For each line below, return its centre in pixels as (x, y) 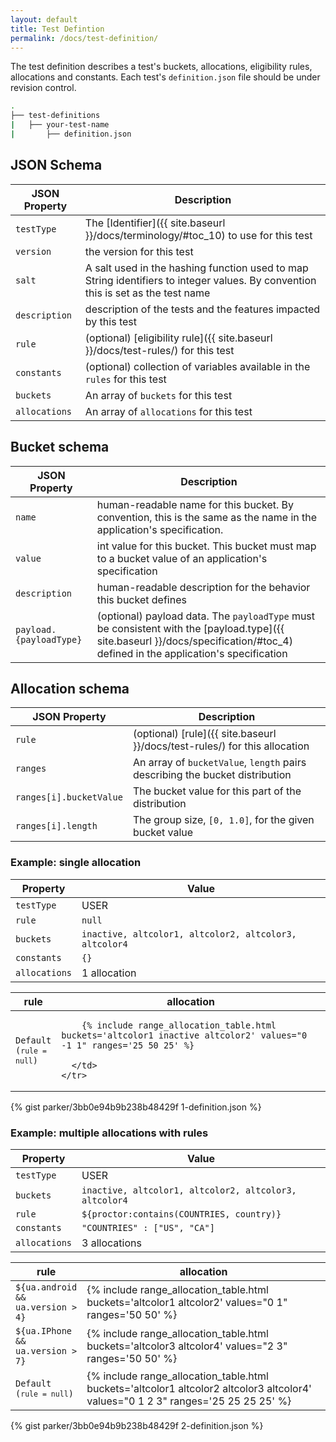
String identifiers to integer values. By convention (200, 280)
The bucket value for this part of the (217, 791)
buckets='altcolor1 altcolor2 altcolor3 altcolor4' (199, 1388)
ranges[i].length (56, 826)
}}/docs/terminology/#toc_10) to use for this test (198, 235)
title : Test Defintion (57, 29)
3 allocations (111, 1243)
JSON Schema (56, 165)
